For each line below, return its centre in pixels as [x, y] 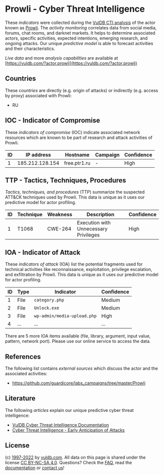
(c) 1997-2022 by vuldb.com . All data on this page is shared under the [75, 457]
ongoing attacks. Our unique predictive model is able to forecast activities [79, 43]
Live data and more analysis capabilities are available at [61, 58]
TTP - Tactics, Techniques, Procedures [66, 180]
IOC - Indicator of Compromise [52, 121]
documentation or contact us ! [35, 468]
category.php [49, 300]
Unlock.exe [47, 308]
